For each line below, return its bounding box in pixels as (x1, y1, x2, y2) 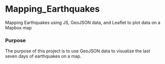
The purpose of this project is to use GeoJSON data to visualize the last (5, 48, 150, 54)
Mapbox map (5, 24, 32, 30)
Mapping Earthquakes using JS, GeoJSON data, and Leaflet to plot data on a (5, 20, 161, 25)
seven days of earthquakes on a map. (5, 53, 82, 59)
